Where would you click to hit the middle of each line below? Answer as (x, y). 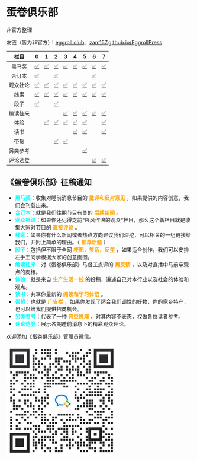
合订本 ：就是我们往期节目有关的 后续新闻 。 (68, 212)
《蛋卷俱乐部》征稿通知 (49, 182)
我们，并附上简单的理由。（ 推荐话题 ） (62, 242)
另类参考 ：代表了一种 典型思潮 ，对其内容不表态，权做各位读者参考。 (99, 316)
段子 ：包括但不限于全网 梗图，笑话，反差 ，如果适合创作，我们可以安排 (102, 249)
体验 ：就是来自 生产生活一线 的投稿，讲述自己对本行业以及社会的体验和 (102, 279)
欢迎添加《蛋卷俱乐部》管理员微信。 (50, 336)
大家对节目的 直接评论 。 (50, 227)
